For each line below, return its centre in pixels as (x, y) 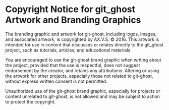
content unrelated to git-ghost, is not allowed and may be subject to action (83, 96)
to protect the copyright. (31, 101)
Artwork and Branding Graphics (73, 20)
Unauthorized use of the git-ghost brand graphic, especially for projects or (83, 91)
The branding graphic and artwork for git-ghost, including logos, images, (81, 34)
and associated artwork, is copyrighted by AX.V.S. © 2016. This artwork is (82, 39)
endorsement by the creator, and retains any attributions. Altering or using (82, 70)
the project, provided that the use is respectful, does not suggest (73, 65)
